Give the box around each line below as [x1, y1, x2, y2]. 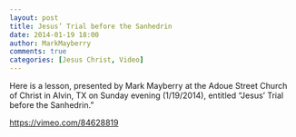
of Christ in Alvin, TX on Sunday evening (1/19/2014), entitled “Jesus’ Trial [9, 90, 284, 101]
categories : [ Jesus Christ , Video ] [9, 55, 144, 64]
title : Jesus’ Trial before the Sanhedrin [9, 22, 173, 31]
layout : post [9, 13, 59, 23]
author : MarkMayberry [9, 38, 92, 48]
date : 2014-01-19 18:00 [9, 30, 100, 39]
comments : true [9, 47, 67, 56]
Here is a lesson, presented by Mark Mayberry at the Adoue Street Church [9, 81, 288, 91]
